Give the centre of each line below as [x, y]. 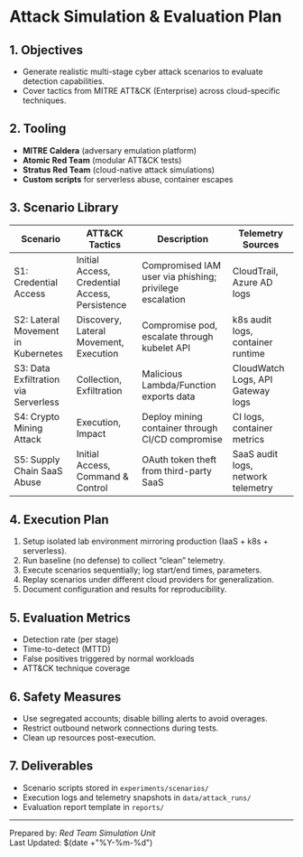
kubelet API [166, 348]
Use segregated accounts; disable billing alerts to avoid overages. [145, 719]
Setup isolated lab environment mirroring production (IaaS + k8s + [145, 541]
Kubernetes [38, 353]
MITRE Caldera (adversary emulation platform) [109, 150]
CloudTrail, [255, 271]
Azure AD [252, 282]
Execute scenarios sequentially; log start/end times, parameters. [142, 570]
